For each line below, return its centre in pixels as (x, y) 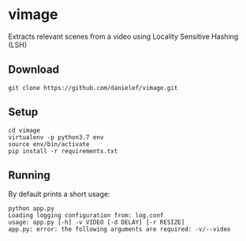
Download (34, 70)
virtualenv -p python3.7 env (56, 137)
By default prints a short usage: (59, 194)
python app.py (32, 209)
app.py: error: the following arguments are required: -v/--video (119, 230)
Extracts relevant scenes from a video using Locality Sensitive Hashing (123, 36)
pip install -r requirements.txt (63, 151)
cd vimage (24, 130)
